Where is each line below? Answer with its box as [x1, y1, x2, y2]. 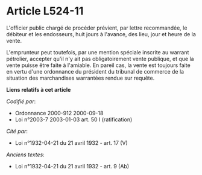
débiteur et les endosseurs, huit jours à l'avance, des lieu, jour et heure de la [6, 30, 196, 37]
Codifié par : [6, 98, 36, 105]
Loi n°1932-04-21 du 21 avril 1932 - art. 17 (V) [14, 139, 128, 146]
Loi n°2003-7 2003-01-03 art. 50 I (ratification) [14, 116, 133, 123]
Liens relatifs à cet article [6, 86, 71, 93]
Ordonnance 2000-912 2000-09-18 [14, 109, 104, 116]
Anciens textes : [6, 151, 45, 158]
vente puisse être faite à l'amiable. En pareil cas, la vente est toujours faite [6, 62, 191, 69]
